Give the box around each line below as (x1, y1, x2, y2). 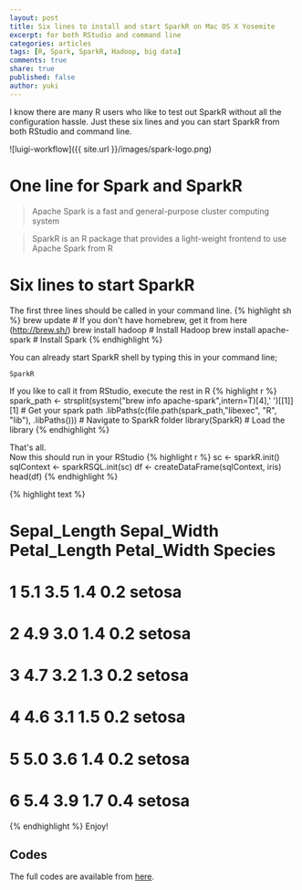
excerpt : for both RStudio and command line (9, 30, 182, 39)
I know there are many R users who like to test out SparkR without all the (9, 106, 282, 117)
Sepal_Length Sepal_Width (9, 520, 219, 541)
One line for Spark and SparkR (9, 175, 244, 196)
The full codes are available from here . (9, 871, 155, 882)
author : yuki (9, 81, 59, 90)
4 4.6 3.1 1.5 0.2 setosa (9, 707, 186, 728)
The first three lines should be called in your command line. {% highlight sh (9, 305, 292, 316)
